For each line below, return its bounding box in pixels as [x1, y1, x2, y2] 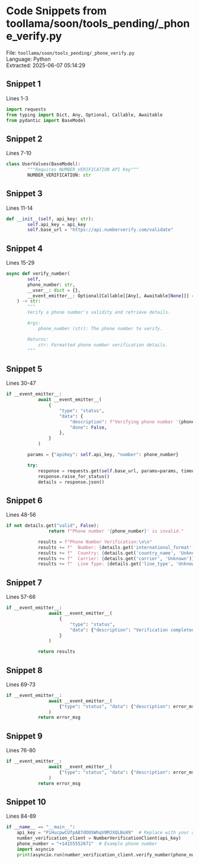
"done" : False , [69, 424, 108, 431]
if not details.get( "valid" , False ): [6, 523, 99, 529]
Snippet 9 [6, 731, 43, 741]
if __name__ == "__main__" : [6, 824, 76, 830]
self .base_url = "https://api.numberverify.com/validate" [27, 227, 174, 233]
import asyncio [17, 846, 54, 852]
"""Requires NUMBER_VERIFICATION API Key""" [27, 166, 139, 173]
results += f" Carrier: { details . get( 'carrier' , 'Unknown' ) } [37, 555, 195, 561]
